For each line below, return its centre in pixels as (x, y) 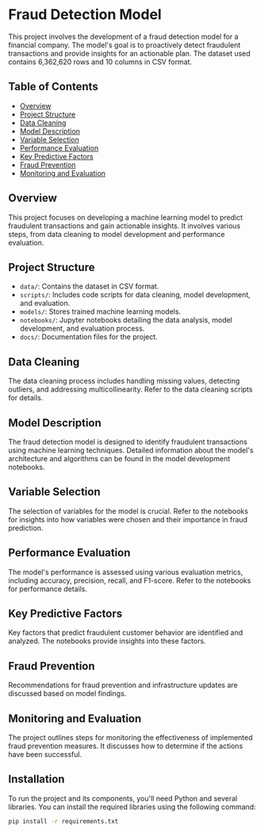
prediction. (26, 528)
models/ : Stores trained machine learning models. (100, 311)
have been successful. (45, 755)
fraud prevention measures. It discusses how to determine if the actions (126, 746)
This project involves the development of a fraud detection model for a (124, 36)
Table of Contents (54, 87)
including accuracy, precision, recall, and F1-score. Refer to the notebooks (130, 580)
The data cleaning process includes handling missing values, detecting (124, 381)
